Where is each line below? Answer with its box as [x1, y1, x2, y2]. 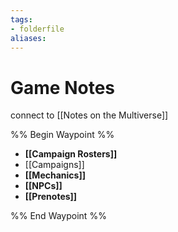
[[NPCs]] [24, 180, 63, 192]
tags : [10, 14, 33, 25]
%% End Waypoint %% [10, 210, 107, 222]
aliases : [10, 33, 47, 43]
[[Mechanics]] [24, 169, 86, 181]
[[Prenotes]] [24, 191, 78, 203]
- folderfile [10, 24, 65, 34]
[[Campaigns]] [24, 159, 85, 171]
